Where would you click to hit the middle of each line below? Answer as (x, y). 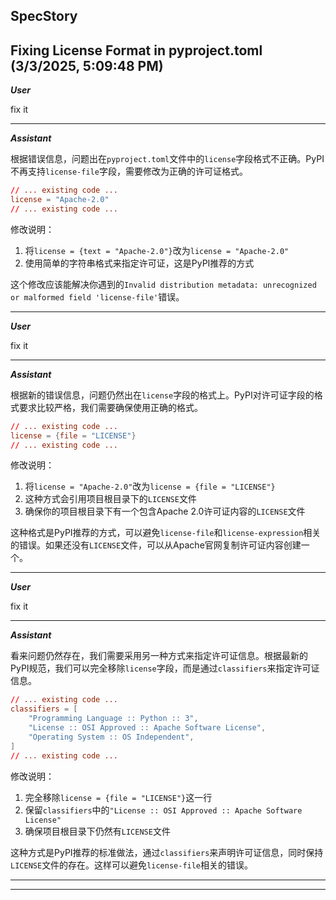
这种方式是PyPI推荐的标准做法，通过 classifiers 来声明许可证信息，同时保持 (167, 852)
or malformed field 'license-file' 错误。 (97, 296)
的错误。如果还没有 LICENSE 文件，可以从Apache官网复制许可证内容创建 (156, 545)
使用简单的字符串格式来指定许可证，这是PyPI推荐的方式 (139, 263)
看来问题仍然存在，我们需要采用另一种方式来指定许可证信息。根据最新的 (159, 656)
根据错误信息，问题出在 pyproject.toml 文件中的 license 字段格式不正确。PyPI (167, 159)
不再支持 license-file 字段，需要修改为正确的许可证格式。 (129, 171)
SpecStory (44, 16)
